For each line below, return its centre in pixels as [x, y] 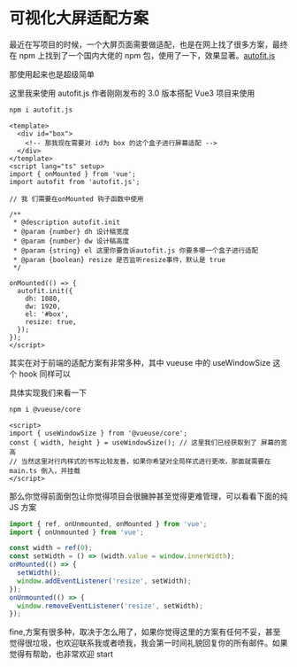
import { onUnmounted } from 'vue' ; [76, 532]
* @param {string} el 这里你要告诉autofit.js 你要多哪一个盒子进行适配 [136, 250]
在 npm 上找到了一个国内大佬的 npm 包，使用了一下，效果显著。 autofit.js [142, 55]
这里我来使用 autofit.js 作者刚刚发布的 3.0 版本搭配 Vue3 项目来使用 [132, 93]
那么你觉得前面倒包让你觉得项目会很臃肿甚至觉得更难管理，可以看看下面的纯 [148, 496]
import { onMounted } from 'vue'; [73, 174]
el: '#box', [47, 314]
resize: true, [51, 322]
